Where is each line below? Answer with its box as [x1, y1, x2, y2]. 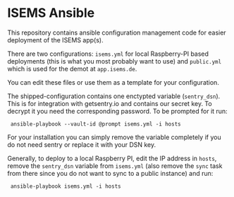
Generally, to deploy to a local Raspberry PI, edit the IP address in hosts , [7, 154, 217, 162]
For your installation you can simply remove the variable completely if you [7, 133, 221, 141]
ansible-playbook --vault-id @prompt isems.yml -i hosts [10, 120, 181, 128]
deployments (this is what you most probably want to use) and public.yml [7, 56, 222, 65]
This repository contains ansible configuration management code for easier [7, 28, 227, 37]
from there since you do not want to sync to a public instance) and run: [7, 169, 214, 177]
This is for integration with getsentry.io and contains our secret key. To [7, 99, 213, 107]
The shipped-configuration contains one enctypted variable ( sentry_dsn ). [7, 92, 221, 100]
